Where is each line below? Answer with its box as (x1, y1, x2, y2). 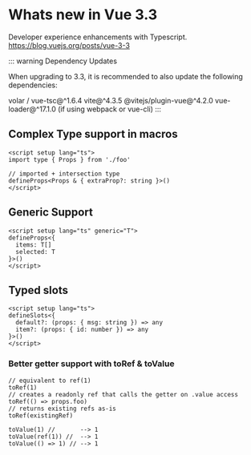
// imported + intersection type (8, 170, 120, 178)
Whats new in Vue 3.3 (8, 6, 158, 24)
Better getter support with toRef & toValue (8, 358, 175, 369)
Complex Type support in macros (8, 127, 178, 141)
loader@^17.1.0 (8, 104, 56, 114)
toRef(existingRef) (8, 411, 74, 420)
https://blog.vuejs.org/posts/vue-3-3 (8, 40, 131, 50)
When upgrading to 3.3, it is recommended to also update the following (8, 71, 243, 81)
